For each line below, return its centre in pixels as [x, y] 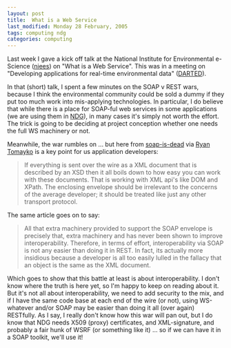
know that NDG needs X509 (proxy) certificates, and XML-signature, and [111, 322]
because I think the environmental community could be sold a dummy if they [116, 95]
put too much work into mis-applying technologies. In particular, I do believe [115, 101]
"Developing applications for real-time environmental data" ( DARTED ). [107, 74]
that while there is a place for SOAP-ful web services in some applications [112, 109]
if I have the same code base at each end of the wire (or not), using [103, 300]
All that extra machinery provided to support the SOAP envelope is [118, 229]
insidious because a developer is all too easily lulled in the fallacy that [123, 258]
